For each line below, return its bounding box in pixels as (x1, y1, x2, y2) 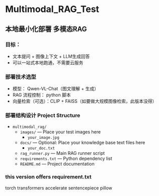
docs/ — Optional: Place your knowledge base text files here (20, 139, 145, 146)
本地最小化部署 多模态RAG (5, 25, 87, 33)
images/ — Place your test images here (20, 129, 101, 135)
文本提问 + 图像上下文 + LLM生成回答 (12, 53, 90, 59)
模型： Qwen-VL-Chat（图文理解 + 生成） (12, 86, 99, 92)
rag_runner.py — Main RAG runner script (20, 150, 105, 156)
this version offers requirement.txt (5, 173, 92, 180)
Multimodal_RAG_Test (5, 4, 100, 15)
